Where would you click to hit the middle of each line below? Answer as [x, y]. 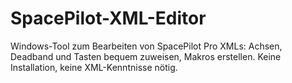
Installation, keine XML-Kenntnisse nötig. [94, 67]
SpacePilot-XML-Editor [108, 18]
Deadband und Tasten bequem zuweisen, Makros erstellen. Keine [146, 56]
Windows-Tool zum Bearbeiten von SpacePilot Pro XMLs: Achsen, [146, 46]
